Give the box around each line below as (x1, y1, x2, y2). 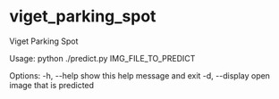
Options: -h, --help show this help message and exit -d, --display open (9, 70, 271, 81)
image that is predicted (9, 79, 95, 90)
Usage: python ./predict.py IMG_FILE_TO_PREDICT (9, 53, 196, 63)
